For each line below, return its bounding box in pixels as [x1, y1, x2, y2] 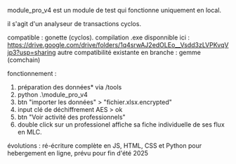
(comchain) [7, 56, 41, 64]
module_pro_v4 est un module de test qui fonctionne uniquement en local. [7, 6, 222, 14]
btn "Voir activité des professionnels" [17, 113, 126, 121]
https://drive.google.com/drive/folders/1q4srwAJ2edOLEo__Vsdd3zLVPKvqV [7, 41, 229, 49]
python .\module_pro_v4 [17, 91, 88, 99]
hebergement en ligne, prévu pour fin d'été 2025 [7, 149, 149, 157]
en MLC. [17, 128, 42, 136]
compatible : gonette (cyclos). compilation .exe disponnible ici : [7, 33, 190, 42]
